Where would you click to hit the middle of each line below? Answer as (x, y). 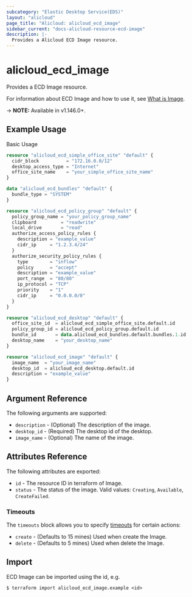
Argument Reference (47, 398)
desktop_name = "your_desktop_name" (62, 340)
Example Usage (36, 130)
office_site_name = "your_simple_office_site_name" (83, 172)
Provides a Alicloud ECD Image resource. (65, 40)
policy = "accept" (47, 268)
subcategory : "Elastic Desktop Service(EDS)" (65, 12)
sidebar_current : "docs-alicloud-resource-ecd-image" (76, 29)
